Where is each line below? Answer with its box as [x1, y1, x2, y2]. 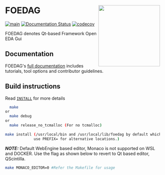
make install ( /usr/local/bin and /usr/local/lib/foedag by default [5, 132, 148, 137]
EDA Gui [5, 36, 22, 42]
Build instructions [5, 82, 60, 90]
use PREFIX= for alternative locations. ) [33, 136, 120, 141]
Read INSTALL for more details [5, 95, 65, 101]
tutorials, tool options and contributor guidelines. [5, 68, 104, 74]
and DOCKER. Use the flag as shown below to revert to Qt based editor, [5, 151, 150, 156]
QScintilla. [5, 155, 26, 161]
